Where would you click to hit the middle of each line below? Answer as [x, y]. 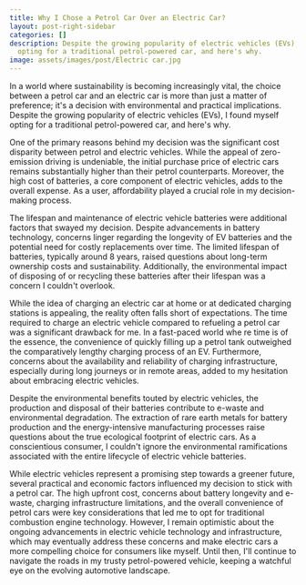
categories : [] [38, 35]
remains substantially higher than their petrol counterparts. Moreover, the [147, 171]
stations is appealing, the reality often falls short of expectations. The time [148, 313]
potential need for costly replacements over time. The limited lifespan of [144, 247]
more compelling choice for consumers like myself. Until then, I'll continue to [153, 551]
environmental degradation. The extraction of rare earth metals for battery [149, 418]
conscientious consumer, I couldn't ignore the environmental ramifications [149, 446]
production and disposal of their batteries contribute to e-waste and [137, 408]
